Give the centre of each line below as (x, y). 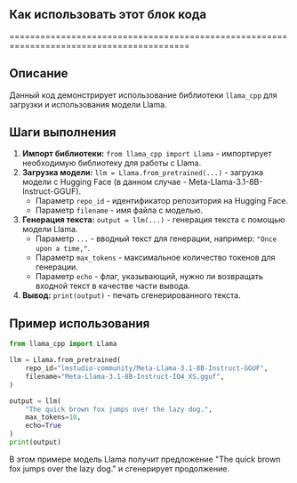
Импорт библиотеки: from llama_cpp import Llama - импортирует (147, 154)
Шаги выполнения (63, 133)
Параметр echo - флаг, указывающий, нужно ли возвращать (149, 277)
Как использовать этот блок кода (108, 15)
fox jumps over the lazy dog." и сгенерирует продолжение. (119, 468)
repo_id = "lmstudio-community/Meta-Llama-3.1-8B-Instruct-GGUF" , (147, 368)
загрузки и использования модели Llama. (88, 104)
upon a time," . (63, 248)
